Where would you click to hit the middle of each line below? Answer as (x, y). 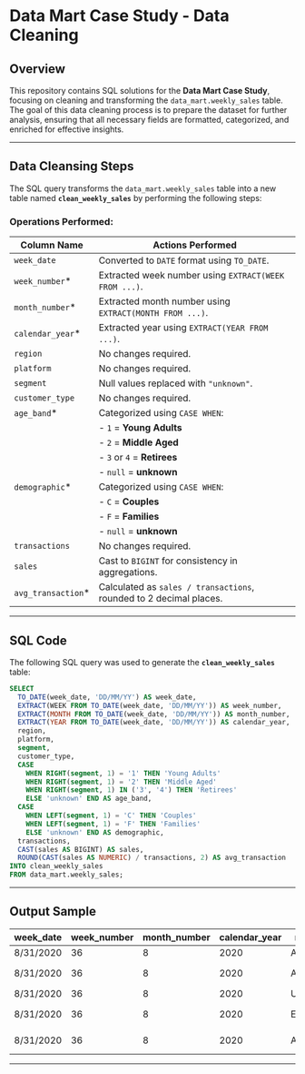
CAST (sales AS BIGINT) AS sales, (81, 849)
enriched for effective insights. (67, 129)
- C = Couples (129, 502)
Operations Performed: (61, 221)
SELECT (22, 688)
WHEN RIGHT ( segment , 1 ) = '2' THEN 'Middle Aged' (122, 782)
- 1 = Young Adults (140, 428)
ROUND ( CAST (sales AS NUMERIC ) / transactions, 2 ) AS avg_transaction (152, 858)
